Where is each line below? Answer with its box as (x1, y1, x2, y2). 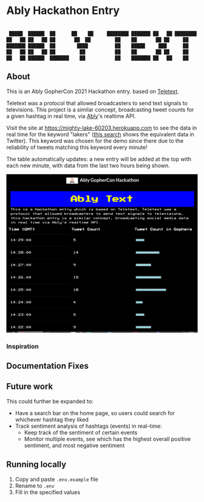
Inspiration (6, 342, 39, 350)
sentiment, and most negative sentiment (24, 442, 125, 449)
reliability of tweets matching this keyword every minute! (6, 144, 148, 151)
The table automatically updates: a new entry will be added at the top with (6, 155, 191, 162)
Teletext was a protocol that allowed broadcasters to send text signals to (6, 99, 188, 106)
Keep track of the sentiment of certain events (24, 428, 138, 436)
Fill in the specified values (15, 488, 81, 496)
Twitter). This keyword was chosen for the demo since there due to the (6, 137, 184, 144)
